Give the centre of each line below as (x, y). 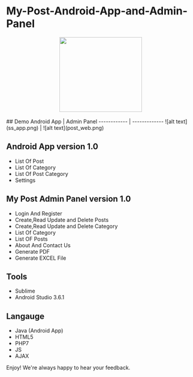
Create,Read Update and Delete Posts (62, 220)
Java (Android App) (39, 331)
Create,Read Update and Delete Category (66, 226)
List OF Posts (31, 239)
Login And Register (38, 213)
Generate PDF (32, 251)
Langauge (25, 316)
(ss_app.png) (22, 127)
